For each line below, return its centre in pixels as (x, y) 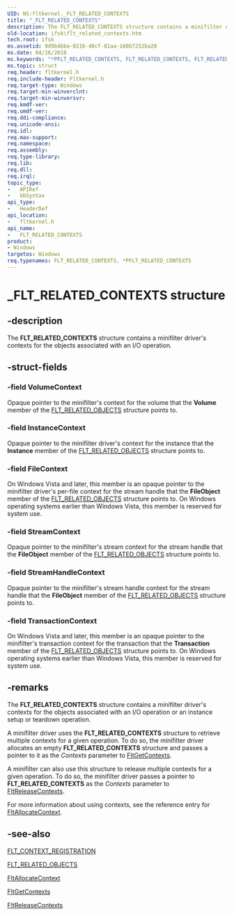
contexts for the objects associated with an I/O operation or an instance (110, 712)
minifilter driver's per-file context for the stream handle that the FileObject (114, 492)
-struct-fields (37, 367)
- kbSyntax (26, 196)
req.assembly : (28, 150)
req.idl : (20, 131)
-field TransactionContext (52, 621)
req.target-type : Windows (45, 85)
